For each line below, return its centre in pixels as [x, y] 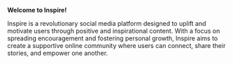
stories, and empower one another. [58, 53]
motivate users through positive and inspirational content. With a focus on [114, 31]
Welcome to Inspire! [37, 10]
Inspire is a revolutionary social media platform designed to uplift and [107, 23]
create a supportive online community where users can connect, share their [116, 46]
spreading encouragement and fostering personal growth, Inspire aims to [113, 38]
